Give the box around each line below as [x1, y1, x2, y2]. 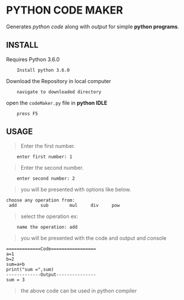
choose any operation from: [6, 197, 75, 203]
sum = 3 [6, 276, 25, 283]
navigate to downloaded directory [17, 89, 101, 95]
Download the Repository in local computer [6, 77, 111, 84]
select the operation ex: [20, 213, 78, 220]
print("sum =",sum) [6, 266, 54, 272]
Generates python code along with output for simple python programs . [6, 23, 179, 30]
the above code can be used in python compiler [20, 287, 137, 294]
